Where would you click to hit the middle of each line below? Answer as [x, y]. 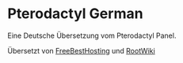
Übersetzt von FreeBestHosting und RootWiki [81, 50]
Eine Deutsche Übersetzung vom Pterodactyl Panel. [92, 35]
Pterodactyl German [75, 14]
